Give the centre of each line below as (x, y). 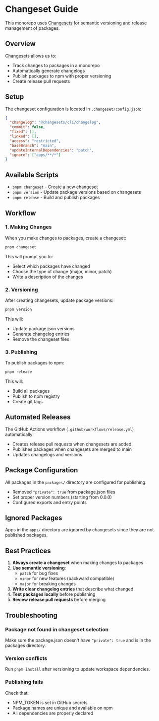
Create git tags (27, 402)
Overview (21, 44)
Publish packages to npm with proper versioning (62, 76)
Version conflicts (26, 658)
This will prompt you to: (29, 256)
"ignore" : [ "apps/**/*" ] (35, 155)
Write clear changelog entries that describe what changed (73, 589)
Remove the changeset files (41, 339)
